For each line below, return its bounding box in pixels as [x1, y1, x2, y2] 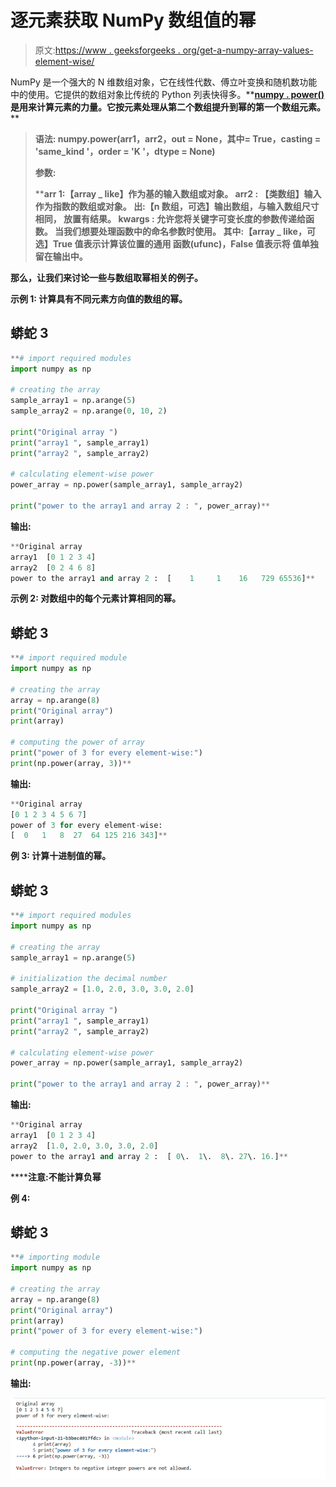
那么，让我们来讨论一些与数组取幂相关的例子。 [10, 271, 203, 283]
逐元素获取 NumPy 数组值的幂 [10, 9, 257, 32]
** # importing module [10, 1252, 101, 1263]
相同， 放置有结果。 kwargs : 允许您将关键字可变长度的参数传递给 [34, 212, 306, 225]
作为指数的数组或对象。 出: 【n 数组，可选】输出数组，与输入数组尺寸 [34, 200, 320, 212]
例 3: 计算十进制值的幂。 [10, 850, 112, 862]
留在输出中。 [34, 250, 88, 262]
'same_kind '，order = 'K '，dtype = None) [34, 145, 216, 157]
